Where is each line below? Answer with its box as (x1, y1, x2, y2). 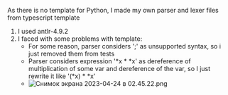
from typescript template (7, 13, 80, 22)
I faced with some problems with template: (17, 34, 143, 43)
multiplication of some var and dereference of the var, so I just (28, 65, 211, 72)
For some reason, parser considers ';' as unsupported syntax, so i (28, 42, 222, 50)
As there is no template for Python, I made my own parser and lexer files (7, 6, 219, 14)
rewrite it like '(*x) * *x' (28, 72, 96, 80)
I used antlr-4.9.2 (17, 27, 69, 35)
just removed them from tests (28, 49, 115, 58)
